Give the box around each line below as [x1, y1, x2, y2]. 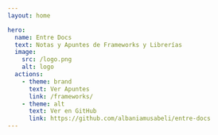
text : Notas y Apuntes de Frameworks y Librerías [14, 40, 182, 48]
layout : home [7, 11, 51, 20]
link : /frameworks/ [28, 92, 93, 100]
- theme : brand [21, 77, 72, 86]
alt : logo [21, 63, 55, 71]
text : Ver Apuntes [28, 85, 90, 93]
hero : [7, 25, 25, 34]
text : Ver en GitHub [28, 107, 97, 115]
